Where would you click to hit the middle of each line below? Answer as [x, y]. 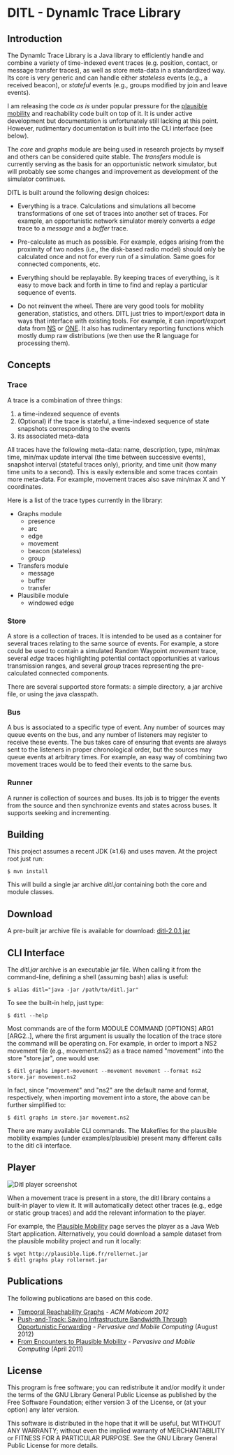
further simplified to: [37, 1105]
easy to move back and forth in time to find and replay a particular [112, 285]
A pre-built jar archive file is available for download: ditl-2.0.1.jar [99, 931]
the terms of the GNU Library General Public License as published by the [112, 1395]
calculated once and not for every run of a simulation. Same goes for [116, 257]
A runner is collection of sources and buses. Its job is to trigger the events [114, 798]
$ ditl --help [28, 1016]
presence [42, 521]
